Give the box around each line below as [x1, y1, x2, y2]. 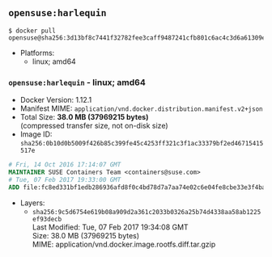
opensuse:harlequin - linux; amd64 [8, 77, 146, 88]
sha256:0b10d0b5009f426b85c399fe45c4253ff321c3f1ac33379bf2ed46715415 [19, 140, 264, 148]
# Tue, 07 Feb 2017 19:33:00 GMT [8, 175, 121, 183]
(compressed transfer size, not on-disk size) [19, 121, 168, 131]
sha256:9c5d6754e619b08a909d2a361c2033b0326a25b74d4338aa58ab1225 [32, 208, 261, 216]
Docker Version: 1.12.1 [19, 95, 92, 105]
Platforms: [19, 48, 55, 57]
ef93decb [32, 215, 62, 223]
